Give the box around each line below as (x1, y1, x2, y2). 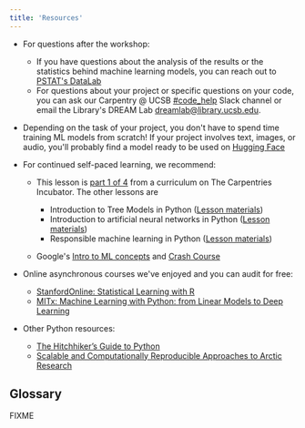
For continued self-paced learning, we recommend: (22, 158, 217, 169)
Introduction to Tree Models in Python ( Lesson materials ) (49, 204, 264, 215)
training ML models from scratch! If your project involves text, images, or (22, 131, 296, 142)
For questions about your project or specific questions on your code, (36, 85, 294, 96)
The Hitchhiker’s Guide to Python (36, 341, 161, 352)
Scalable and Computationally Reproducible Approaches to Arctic (36, 350, 282, 361)
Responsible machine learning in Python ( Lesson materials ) (49, 233, 273, 244)
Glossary (9, 386, 62, 402)
